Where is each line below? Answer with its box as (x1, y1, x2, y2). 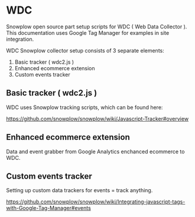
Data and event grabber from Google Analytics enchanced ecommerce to (6, 148, 185, 155)
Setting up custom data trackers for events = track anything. (6, 187, 153, 194)
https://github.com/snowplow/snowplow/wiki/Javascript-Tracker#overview (6, 115, 189, 122)
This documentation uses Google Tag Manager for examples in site (6, 29, 170, 36)
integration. (6, 35, 34, 42)
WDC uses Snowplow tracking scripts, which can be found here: (6, 104, 163, 111)
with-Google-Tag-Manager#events (6, 205, 92, 212)
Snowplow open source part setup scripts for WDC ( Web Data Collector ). (6, 23, 187, 30)
